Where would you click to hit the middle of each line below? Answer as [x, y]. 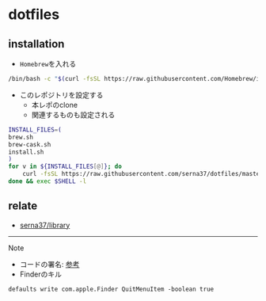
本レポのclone [54, 105]
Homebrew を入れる [48, 64]
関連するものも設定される [73, 114]
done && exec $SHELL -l [47, 181]
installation [36, 44]
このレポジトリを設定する [61, 95]
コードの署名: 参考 [49, 264]
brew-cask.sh [30, 144]
